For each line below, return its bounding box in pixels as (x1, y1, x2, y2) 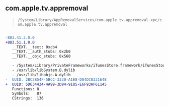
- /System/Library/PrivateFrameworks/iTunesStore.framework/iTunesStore (12, 63, 167, 68)
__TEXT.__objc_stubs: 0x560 (12, 54, 71, 59)
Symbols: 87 (12, 91, 42, 96)
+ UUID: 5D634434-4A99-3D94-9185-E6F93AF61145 (5, 82, 107, 87)
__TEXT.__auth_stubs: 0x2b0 (12, 49, 71, 55)
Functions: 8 (12, 86, 39, 91)
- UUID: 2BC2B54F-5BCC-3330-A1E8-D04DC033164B (5, 77, 107, 82)
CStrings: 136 (12, 96, 44, 101)
